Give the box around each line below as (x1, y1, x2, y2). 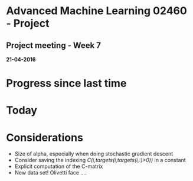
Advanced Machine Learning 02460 (6, 4, 187, 18)
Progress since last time (6, 77, 127, 90)
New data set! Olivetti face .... (14, 169, 87, 176)
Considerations (6, 131, 84, 144)
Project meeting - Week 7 (6, 40, 102, 50)
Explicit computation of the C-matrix (14, 163, 103, 170)
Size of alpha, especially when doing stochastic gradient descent (14, 150, 174, 157)
